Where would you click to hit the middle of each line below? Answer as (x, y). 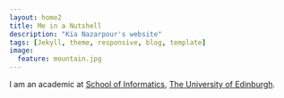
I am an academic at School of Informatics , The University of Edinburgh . (142, 84)
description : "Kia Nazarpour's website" (86, 34)
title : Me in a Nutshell (56, 26)
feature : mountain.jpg (60, 59)
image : (22, 51)
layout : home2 (36, 17)
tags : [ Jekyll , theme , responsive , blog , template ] (108, 42)
